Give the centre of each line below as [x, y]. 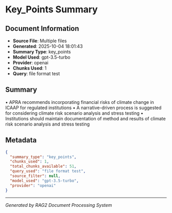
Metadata [21, 140]
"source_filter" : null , [35, 176]
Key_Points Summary [52, 10]
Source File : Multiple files [40, 41]
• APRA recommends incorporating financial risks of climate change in [80, 102]
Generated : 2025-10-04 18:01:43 [48, 46]
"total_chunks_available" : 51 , [43, 166]
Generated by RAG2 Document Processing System [59, 205]
